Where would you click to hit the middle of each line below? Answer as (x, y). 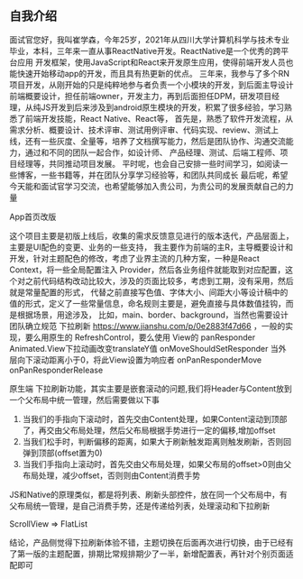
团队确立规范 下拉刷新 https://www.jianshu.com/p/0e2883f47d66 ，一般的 (147, 326)
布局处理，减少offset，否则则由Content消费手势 (111, 475)
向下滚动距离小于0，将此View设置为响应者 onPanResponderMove (139, 360)
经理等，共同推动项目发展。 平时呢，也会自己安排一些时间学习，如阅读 (148, 163)
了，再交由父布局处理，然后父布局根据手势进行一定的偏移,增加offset (149, 430)
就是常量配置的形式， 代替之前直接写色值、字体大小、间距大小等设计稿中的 (149, 292)
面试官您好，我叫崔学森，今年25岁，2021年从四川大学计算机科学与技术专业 (150, 40)
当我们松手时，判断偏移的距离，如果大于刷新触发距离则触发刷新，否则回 (156, 441)
